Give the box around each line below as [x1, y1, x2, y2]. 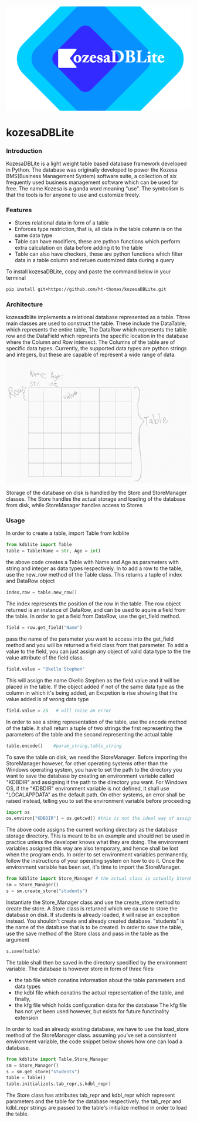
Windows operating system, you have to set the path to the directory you [6, 766, 182, 773]
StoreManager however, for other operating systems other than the [6, 759, 168, 767]
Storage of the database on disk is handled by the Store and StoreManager [6, 489, 187, 497]
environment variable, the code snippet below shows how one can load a [6, 1038, 183, 1045]
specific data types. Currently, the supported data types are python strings [6, 345, 187, 352]
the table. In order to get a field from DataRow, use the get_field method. [6, 612, 181, 620]
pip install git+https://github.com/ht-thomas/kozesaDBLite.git [6, 286, 167, 293]
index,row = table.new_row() [6, 590, 77, 595]
